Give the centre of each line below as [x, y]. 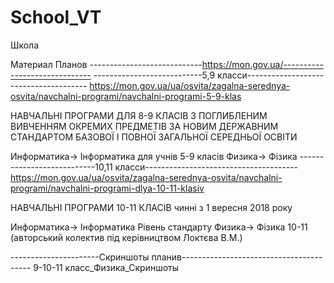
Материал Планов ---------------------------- [106, 64]
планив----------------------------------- [237, 257]
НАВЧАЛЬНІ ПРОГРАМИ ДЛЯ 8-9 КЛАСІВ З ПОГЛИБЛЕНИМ [139, 115]
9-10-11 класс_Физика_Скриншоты [106, 267]
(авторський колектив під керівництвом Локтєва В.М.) [126, 237]
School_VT [56, 17]
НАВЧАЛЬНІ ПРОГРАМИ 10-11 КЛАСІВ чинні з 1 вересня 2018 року [151, 207]
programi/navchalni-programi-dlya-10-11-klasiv [107, 188]
